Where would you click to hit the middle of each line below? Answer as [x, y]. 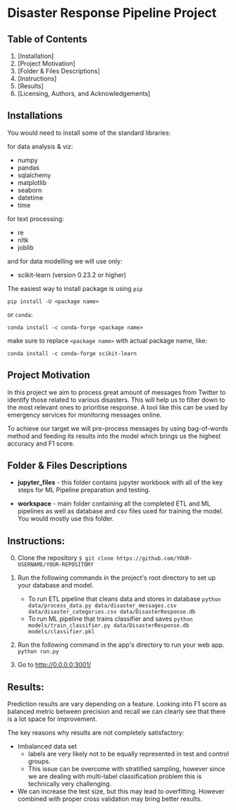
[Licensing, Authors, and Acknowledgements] [84, 94]
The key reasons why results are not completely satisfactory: [96, 733]
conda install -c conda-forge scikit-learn [72, 353]
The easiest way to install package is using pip [75, 288]
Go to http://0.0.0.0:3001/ [54, 665]
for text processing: [36, 219]
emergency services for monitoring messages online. [85, 415]
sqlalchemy [34, 175]
